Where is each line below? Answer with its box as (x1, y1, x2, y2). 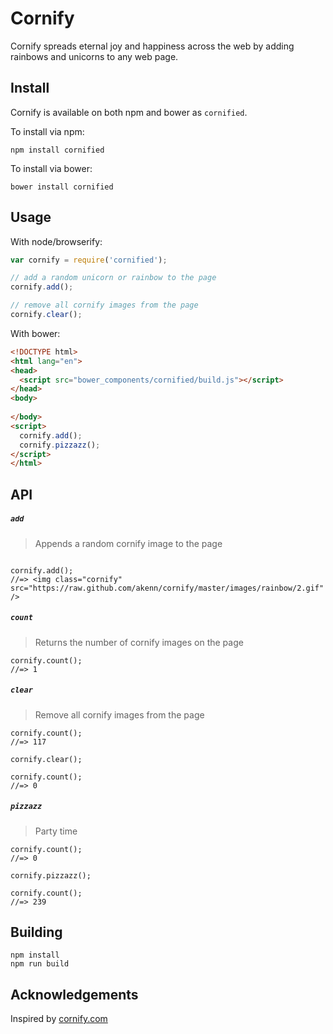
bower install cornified (10, 182, 114, 192)
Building (10, 923, 63, 941)
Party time (34, 825, 78, 837)
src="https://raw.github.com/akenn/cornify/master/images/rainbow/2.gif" (10, 583, 325, 593)
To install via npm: (10, 125, 85, 137)
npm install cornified (10, 145, 105, 155)
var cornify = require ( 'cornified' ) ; (10, 255, 168, 265)
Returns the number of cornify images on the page (34, 636, 244, 648)
